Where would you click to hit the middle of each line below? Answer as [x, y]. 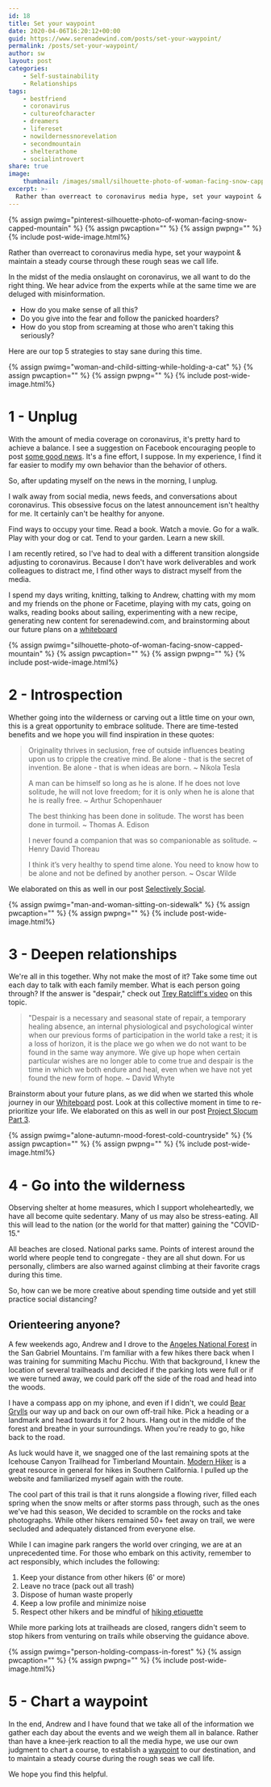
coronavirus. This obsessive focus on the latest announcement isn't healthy [134, 505]
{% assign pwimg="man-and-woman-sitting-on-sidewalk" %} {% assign [129, 904]
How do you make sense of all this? [79, 309]
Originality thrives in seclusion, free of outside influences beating [136, 750]
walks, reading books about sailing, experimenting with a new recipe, [123, 612]
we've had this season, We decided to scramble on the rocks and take [125, 1512]
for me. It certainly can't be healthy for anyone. [87, 513]
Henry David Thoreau [64, 849]
